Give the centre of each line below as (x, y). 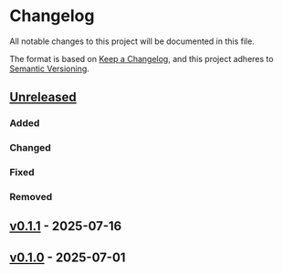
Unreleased (43, 97)
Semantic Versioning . (49, 68)
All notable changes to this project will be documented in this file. (132, 41)
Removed (31, 197)
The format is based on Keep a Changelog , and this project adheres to (141, 58)
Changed (31, 148)
